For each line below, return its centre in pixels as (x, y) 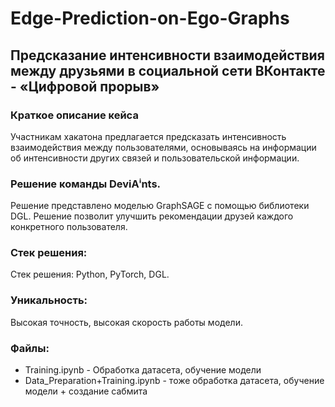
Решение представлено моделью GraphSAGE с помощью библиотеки (160, 206)
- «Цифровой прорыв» (85, 86)
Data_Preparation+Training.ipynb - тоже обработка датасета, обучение (174, 381)
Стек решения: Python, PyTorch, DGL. (90, 274)
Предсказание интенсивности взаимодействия (167, 55)
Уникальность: (49, 300)
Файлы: (30, 348)
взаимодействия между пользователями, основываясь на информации (163, 147)
